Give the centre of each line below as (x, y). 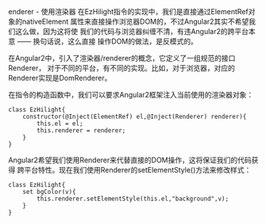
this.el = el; (60, 123)
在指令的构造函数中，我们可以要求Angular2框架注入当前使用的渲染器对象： (131, 95)
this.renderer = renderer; (81, 131)
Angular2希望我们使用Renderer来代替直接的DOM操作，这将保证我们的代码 (130, 160)
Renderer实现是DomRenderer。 (60, 78)
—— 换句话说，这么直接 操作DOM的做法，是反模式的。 (108, 41)
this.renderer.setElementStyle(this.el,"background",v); (133, 199)
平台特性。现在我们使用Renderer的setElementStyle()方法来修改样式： (137, 170)
